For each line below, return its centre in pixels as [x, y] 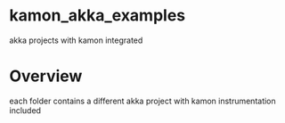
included [25, 110]
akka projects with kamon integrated [76, 40]
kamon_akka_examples [98, 16]
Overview [46, 76]
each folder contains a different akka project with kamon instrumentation [142, 101]
